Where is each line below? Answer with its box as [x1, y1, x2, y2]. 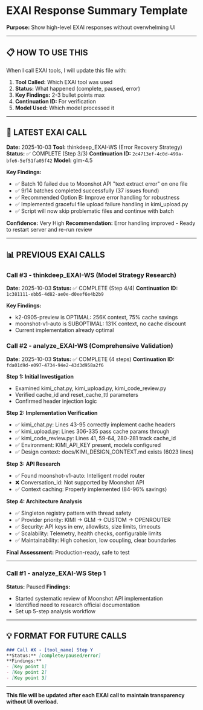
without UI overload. [6, 698, 59, 705]
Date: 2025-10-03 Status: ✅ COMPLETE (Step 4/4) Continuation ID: [6, 285, 178, 292]
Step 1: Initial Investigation [6, 373, 74, 380]
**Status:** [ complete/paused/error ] [6, 653, 101, 659]
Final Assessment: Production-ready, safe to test [6, 549, 130, 556]
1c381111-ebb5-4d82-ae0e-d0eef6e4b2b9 [6, 291, 104, 298]
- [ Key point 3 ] [6, 675, 47, 681]
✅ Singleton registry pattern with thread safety [14, 509, 132, 516]
